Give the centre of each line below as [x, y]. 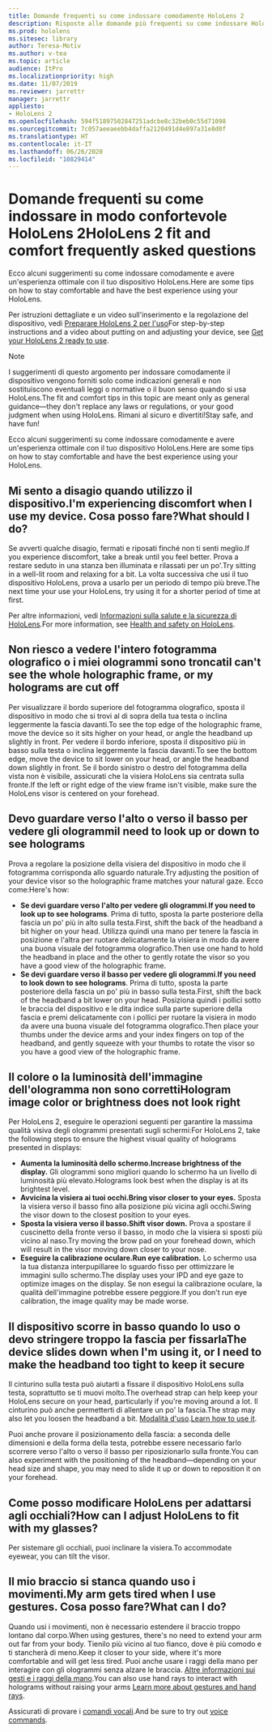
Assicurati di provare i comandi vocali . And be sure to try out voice [118, 1711]
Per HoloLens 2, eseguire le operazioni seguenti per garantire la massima [131, 1122]
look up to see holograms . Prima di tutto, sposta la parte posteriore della [142, 913]
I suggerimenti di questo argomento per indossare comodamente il [119, 372]
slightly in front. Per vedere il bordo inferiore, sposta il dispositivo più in [127, 742]
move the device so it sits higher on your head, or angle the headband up [130, 733]
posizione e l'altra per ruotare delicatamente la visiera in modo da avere [140, 939]
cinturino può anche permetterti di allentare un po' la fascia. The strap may [132, 1410]
